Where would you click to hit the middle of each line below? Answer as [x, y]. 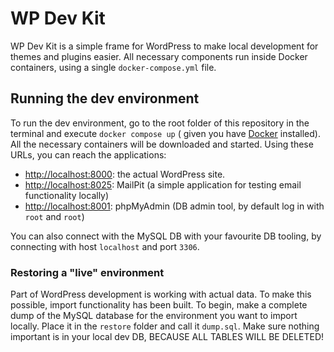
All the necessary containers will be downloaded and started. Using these [162, 144]
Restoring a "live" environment [87, 272]
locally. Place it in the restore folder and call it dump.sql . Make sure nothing [165, 326]
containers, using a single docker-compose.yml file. [113, 67]
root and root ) [54, 216]
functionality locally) [67, 195]
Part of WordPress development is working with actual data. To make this [161, 294]
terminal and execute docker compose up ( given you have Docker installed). [165, 133]
